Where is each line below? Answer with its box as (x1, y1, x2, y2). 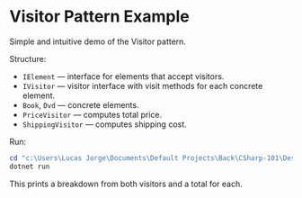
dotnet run (9, 162, 50, 171)
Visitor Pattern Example (9, 6, 191, 27)
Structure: (9, 53, 47, 64)
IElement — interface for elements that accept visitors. (22, 70, 225, 82)
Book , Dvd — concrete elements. (22, 99, 139, 110)
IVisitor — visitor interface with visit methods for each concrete (22, 80, 263, 91)
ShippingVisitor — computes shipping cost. (22, 119, 187, 130)
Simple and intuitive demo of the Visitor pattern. (9, 36, 187, 47)
